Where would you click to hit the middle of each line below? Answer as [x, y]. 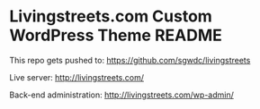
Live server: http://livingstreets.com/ [76, 77]
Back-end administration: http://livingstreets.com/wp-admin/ [121, 95]
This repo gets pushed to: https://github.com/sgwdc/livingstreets [130, 60]
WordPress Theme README [116, 35]
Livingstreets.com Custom [111, 17]
